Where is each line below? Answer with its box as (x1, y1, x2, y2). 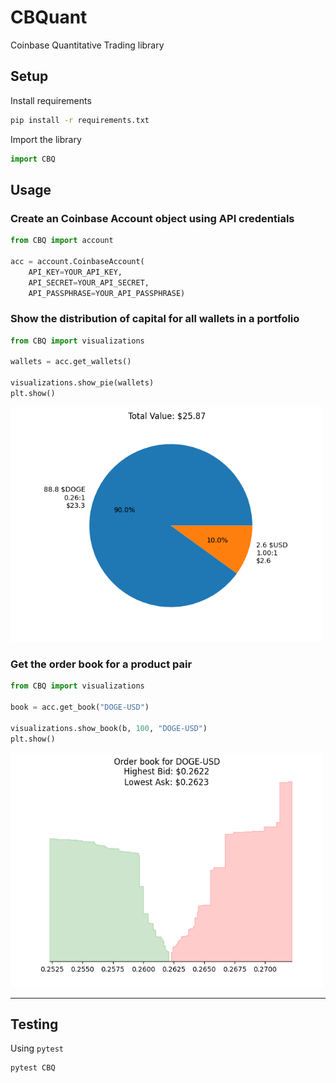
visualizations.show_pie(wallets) (10, 378, 155, 388)
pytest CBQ (10, 1063, 56, 1073)
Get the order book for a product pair (10, 657, 193, 671)
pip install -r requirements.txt (10, 115, 150, 125)
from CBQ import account (10, 236, 114, 246)
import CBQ (10, 154, 56, 164)
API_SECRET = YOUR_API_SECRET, (28, 277, 150, 288)
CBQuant (10, 6, 88, 29)
